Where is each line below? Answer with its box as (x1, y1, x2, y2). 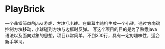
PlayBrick (5, 3, 45, 15)
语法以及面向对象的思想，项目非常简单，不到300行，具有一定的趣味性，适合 (5, 32, 160, 38)
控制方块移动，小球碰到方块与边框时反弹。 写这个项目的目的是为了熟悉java (5, 26, 157, 32)
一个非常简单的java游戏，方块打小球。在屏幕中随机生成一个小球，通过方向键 (5, 20, 160, 26)
